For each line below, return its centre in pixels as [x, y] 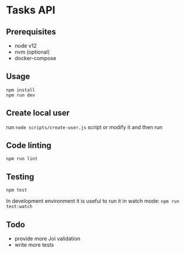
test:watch [19, 207]
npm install [20, 90]
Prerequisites [31, 32]
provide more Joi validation [47, 239]
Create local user [38, 113]
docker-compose [35, 58]
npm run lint [22, 159]
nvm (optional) [32, 52]
